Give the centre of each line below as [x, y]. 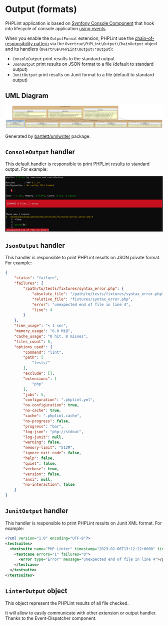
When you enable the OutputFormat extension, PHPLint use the [69, 38]
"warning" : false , [42, 442]
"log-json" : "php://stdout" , [53, 432]
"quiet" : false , [40, 463]
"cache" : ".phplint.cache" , [52, 416]
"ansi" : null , [38, 479]
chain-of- [144, 38]
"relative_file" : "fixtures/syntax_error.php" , [82, 299]
